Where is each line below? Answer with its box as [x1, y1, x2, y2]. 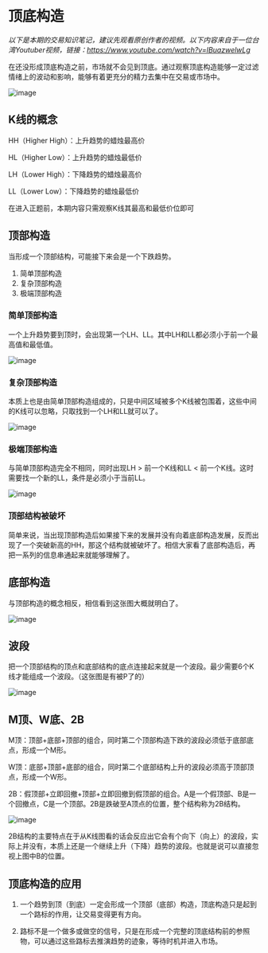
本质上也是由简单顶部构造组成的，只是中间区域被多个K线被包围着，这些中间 [8, 396, 257, 406]
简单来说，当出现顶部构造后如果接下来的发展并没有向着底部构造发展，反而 [8, 530, 252, 540]
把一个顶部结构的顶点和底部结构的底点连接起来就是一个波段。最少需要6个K [8, 662, 254, 671]
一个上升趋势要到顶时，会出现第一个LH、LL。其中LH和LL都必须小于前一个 [8, 330, 252, 339]
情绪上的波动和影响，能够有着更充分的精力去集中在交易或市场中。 [8, 72, 224, 81]
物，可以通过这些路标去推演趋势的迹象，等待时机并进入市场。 [19, 936, 223, 946]
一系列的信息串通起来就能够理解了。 [14, 550, 134, 560]
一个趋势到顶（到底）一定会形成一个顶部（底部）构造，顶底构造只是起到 [19, 900, 257, 908]
